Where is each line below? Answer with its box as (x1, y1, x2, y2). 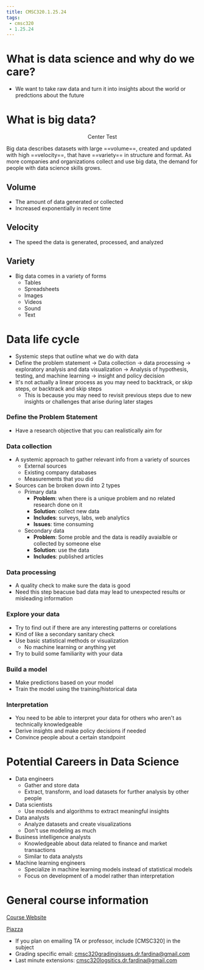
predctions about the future (15, 92, 85, 99)
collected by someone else (33, 540, 102, 547)
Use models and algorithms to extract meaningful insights (24, 807, 169, 815)
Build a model (6, 665, 47, 673)
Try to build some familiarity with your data (15, 650, 123, 657)
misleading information (15, 595, 73, 602)
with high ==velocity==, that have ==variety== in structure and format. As (6, 152, 192, 159)
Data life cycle (6, 332, 80, 346)
